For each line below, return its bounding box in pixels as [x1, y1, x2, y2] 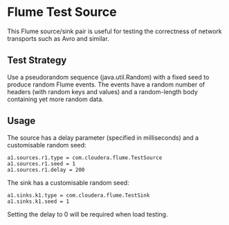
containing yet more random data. [7, 95, 104, 103]
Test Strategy [7, 55, 67, 66]
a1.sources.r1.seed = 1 [7, 160, 76, 167]
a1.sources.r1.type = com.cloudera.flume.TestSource [7, 154, 163, 161]
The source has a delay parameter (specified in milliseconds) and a [7, 133, 199, 142]
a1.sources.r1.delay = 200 [7, 166, 85, 173]
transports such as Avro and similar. [7, 34, 109, 42]
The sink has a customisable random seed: [7, 178, 129, 187]
